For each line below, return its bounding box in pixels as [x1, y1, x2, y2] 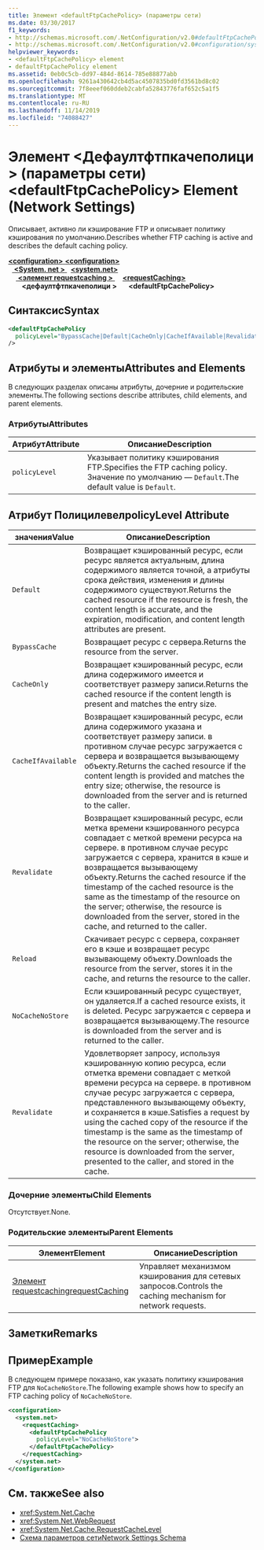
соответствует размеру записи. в [83, 731, 213, 742]
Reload [12, 954, 37, 964]
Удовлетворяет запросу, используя [83, 1048, 221, 1059]
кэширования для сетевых [138, 1271, 241, 1282]
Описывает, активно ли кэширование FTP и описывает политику [8, 224, 226, 233]
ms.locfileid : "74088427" [8, 114, 93, 122]
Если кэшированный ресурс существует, [83, 986, 242, 997]
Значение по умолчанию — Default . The [86, 472, 240, 483]
